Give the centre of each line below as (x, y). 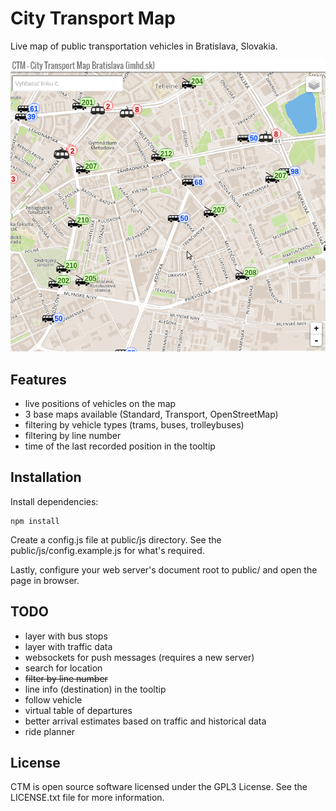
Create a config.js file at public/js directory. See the (116, 539)
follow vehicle (53, 699)
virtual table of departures (78, 710)
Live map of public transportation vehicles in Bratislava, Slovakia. (144, 46)
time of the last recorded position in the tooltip (120, 446)
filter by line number (66, 678)
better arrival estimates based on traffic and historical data (145, 721)
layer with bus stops (66, 636)
